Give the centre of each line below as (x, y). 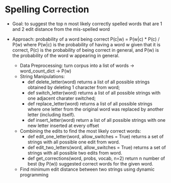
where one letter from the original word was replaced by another (95, 109)
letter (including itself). (51, 115)
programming (34, 175)
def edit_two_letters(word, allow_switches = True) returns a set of (97, 147)
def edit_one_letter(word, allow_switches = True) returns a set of (96, 136)
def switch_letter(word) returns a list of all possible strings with (94, 93)
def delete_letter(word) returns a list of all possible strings (89, 82)
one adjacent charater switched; (61, 98)
